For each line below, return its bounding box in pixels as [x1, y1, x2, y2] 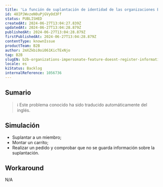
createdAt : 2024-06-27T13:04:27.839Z [5, 20, 81, 26]
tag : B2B [5, 52, 23, 57]
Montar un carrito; [12, 139, 49, 145]
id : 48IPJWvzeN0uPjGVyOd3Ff [5, 12, 62, 17]
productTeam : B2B [5, 43, 40, 48]
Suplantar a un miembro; [12, 134, 62, 140]
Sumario [5, 89, 32, 97]
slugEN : [5, 57, 21, 62]
